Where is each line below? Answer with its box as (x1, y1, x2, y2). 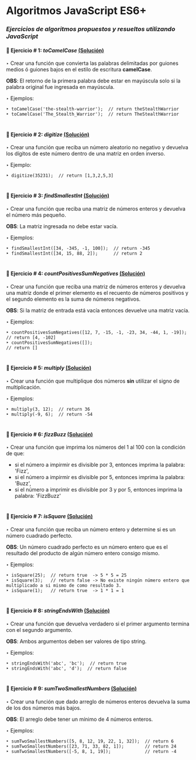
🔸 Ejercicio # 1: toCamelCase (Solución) (6, 47, 104, 54)
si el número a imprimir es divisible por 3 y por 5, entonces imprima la (14, 486, 183, 493)
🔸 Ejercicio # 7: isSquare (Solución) (6, 513, 93, 520)
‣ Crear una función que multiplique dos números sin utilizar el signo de (6, 377, 180, 384)
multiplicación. (6, 383, 42, 390)
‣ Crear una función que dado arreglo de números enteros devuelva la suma (6, 698, 190, 705)
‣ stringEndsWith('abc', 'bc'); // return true (6, 660, 127, 666)
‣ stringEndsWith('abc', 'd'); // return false (6, 665, 127, 671)
